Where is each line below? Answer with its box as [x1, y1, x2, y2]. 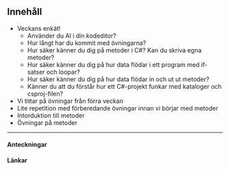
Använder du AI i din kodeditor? [27, 31, 116, 40]
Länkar [7, 156, 27, 164]
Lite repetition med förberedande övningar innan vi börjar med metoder [16, 104, 218, 112]
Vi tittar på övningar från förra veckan [16, 96, 123, 105]
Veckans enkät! [16, 24, 61, 32]
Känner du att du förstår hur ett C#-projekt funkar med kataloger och [27, 82, 222, 90]
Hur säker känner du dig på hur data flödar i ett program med [27, 60, 200, 68]
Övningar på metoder [16, 118, 77, 126]
